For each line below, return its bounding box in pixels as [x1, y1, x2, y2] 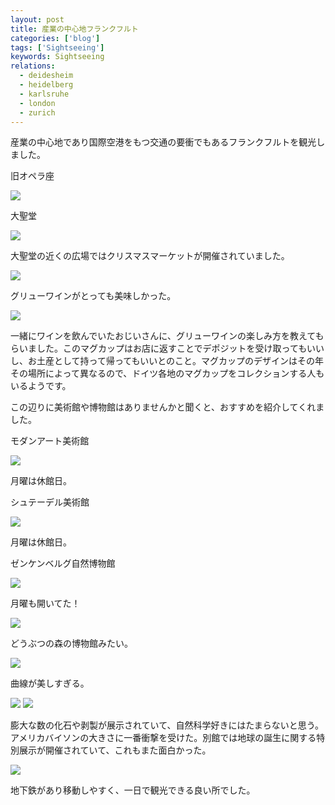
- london [19, 98, 56, 108]
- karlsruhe [19, 89, 70, 99]
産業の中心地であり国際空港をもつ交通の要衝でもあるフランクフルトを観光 [10, 136, 317, 148]
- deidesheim [19, 71, 74, 81]
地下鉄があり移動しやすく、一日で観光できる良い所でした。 [10, 784, 256, 796]
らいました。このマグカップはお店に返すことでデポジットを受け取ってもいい [10, 342, 325, 355]
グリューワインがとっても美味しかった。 [10, 290, 177, 302]
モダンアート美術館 [10, 435, 90, 447]
